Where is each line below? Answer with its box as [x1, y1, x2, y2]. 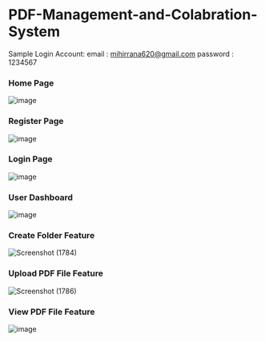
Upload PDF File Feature [8, 268, 104, 279]
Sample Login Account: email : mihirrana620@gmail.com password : [8, 49, 235, 58]
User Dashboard [8, 192, 74, 203]
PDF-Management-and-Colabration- [8, 6, 258, 24]
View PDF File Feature [8, 306, 95, 317]
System [8, 22, 61, 41]
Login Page [8, 153, 54, 165]
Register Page [8, 116, 64, 127]
